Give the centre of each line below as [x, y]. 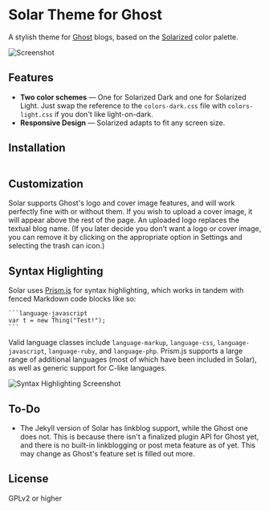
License [29, 479]
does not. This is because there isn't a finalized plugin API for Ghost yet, [139, 436]
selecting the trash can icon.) [57, 245]
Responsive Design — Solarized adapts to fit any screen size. [122, 123]
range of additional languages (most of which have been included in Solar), [132, 359]
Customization [46, 183]
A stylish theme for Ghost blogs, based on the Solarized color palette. [123, 37]
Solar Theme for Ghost [86, 15]
